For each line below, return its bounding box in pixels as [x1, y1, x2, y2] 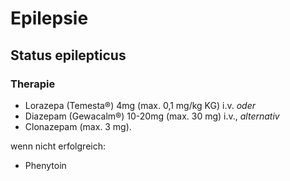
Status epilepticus [10, 47, 127, 64]
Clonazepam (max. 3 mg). [24, 120, 132, 132]
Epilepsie [10, 7, 89, 30]
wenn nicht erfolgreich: [10, 140, 106, 152]
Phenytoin [24, 159, 67, 171]
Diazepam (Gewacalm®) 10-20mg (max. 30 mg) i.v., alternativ [24, 110, 280, 122]
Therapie [10, 77, 56, 91]
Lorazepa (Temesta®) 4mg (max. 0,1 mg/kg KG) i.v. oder [24, 99, 257, 111]
